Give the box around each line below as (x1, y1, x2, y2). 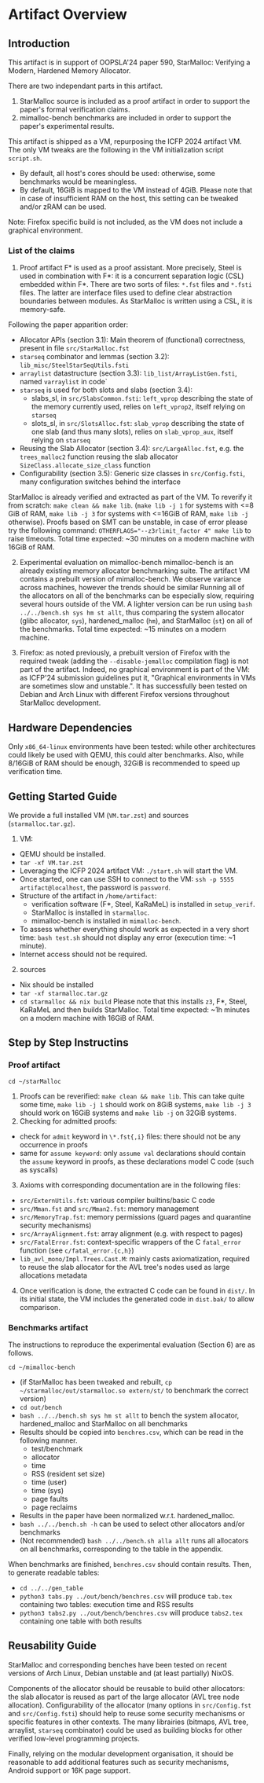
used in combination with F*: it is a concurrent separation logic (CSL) (19, 271, 244, 281)
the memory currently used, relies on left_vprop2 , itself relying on (31, 402, 246, 412)
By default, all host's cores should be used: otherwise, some (19, 169, 216, 178)
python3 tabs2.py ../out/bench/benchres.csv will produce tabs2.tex (19, 1608, 244, 1617)
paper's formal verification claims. (19, 105, 131, 114)
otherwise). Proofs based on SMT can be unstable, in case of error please (8, 517, 247, 527)
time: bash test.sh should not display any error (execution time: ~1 (19, 933, 236, 942)
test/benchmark (31, 1444, 83, 1453)
